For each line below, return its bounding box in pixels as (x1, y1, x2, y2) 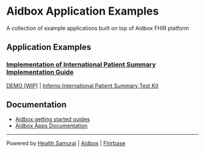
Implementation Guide (6, 68, 74, 77)
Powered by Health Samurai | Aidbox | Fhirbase (6, 140, 126, 147)
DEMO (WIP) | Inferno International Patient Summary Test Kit (6, 82, 159, 89)
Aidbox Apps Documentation (15, 122, 88, 129)
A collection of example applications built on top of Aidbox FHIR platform (6, 24, 189, 32)
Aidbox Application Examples (6, 4, 159, 18)
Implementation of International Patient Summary (6, 60, 156, 69)
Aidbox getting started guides (15, 116, 90, 123)
